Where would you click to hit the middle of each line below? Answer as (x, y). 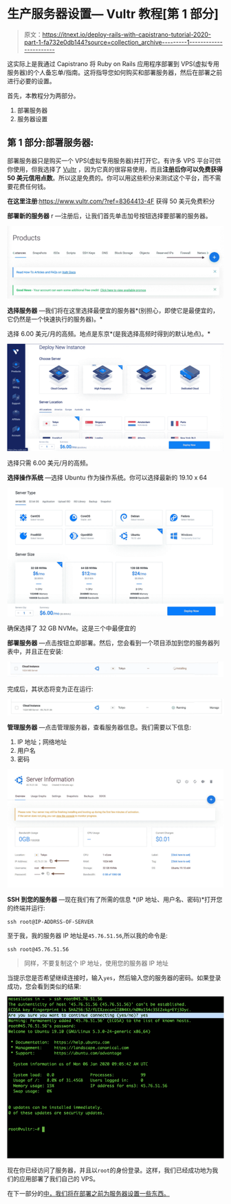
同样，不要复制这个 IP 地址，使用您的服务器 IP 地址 (96, 963)
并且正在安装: (44, 651)
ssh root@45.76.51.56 (38, 949)
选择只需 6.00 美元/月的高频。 (49, 463)
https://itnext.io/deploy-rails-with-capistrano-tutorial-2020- (127, 34)
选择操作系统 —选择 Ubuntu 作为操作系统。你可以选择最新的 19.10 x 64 (107, 477)
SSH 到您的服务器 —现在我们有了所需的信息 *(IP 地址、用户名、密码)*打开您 (115, 899)
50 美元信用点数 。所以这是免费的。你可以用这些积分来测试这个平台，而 (108, 178)
